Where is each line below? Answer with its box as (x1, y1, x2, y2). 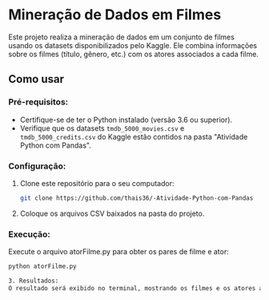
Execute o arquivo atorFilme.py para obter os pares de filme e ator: (8, 247, 230, 257)
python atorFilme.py (8, 262, 78, 270)
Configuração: (8, 160, 66, 172)
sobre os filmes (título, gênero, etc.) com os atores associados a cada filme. (8, 49, 259, 59)
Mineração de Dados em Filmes (8, 6, 222, 24)
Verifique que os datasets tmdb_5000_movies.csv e (19, 123, 185, 133)
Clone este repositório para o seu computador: (19, 178, 175, 188)
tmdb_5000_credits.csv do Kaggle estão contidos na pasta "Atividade (19, 132, 248, 141)
